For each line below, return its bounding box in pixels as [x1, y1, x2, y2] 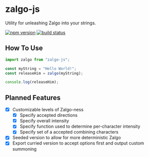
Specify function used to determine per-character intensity [19, 123, 141, 130]
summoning [12, 146, 37, 152]
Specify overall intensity [19, 118, 70, 124]
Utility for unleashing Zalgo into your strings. [5, 20, 96, 26]
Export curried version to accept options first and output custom [12, 140, 145, 146]
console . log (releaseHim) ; [5, 79, 59, 85]
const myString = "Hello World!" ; [5, 66, 77, 71]
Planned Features [5, 93, 61, 102]
